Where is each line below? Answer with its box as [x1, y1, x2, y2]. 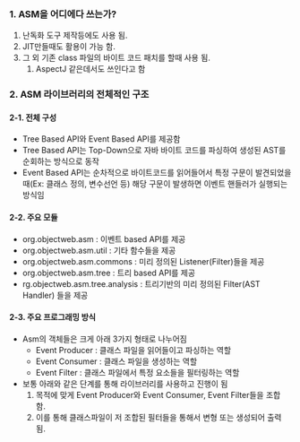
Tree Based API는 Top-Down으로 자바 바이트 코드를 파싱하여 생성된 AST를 [21, 145, 287, 156]
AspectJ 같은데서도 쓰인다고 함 [35, 64, 146, 74]
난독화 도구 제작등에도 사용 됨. [21, 30, 128, 41]
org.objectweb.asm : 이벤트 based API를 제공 [21, 233, 186, 244]
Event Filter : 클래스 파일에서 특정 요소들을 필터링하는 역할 [35, 367, 240, 377]
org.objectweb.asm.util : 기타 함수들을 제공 [21, 245, 176, 256]
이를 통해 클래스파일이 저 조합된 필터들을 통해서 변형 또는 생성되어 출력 [35, 412, 282, 422]
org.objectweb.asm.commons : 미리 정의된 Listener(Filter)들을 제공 [21, 256, 265, 266]
